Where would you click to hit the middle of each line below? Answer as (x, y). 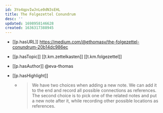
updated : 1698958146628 (30, 23)
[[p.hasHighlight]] (30, 76)
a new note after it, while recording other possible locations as (95, 101)
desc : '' (14, 19)
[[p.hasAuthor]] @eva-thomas (43, 66)
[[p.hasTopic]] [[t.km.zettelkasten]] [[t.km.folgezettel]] (67, 56)
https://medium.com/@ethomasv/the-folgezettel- (89, 42)
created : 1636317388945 (30, 28)
